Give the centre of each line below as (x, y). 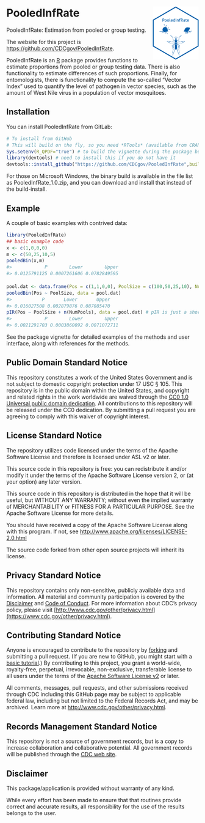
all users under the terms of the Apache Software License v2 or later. (93, 676)
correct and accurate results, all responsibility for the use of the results (95, 806)
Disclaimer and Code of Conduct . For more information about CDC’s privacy (102, 603)
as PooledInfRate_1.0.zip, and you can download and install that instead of (99, 183)
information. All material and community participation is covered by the (95, 597)
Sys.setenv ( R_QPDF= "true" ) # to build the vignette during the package (99, 152)
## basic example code (35, 242)
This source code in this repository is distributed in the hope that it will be (99, 493)
